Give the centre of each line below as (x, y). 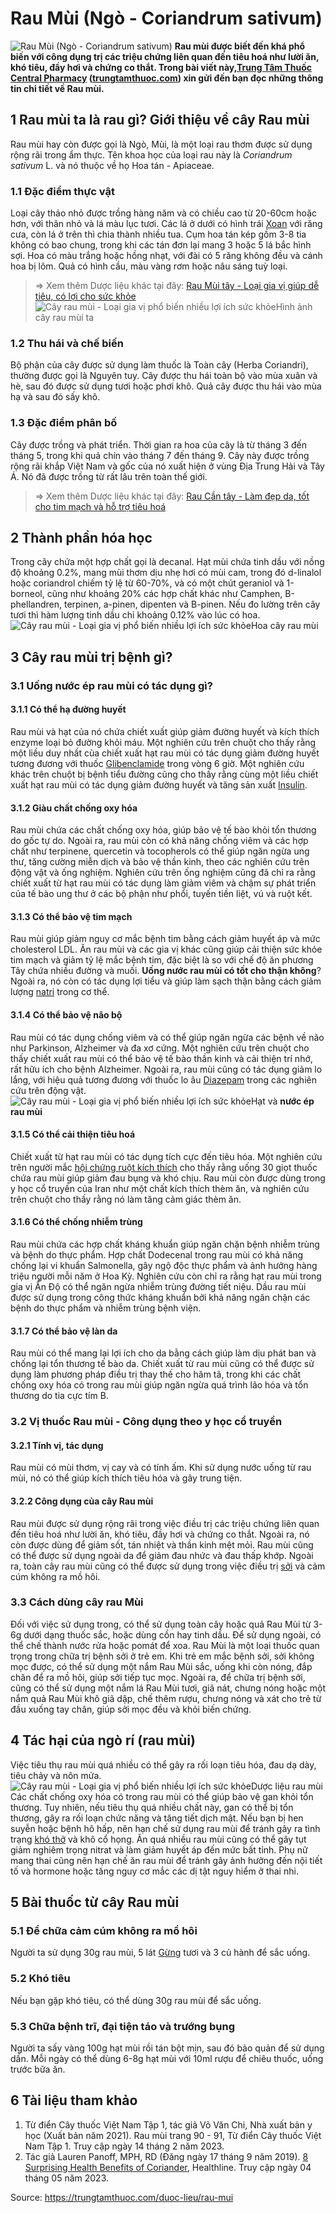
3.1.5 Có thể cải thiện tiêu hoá (73, 1134)
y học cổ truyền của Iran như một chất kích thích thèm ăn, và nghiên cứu (160, 1188)
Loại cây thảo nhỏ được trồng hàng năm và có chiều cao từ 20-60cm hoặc (163, 213)
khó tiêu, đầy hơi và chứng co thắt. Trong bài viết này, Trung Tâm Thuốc (161, 67)
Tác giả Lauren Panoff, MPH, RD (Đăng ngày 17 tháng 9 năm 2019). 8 (166, 2156)
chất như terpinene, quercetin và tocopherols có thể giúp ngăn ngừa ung (160, 851)
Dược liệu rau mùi (286, 1786)
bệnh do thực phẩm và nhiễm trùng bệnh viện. (106, 1308)
